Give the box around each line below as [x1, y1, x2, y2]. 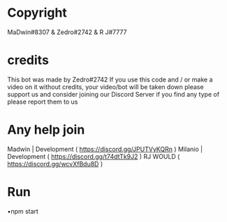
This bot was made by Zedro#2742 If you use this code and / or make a [7, 75, 213, 84]
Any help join [7, 122, 85, 138]
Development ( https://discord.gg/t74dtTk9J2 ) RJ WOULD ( [7, 152, 180, 161]
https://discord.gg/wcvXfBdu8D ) [7, 159, 103, 168]
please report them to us [7, 97, 78, 106]
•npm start [7, 207, 38, 215]
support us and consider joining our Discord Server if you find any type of [7, 90, 220, 98]
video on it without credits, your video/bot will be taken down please [7, 82, 204, 91]
